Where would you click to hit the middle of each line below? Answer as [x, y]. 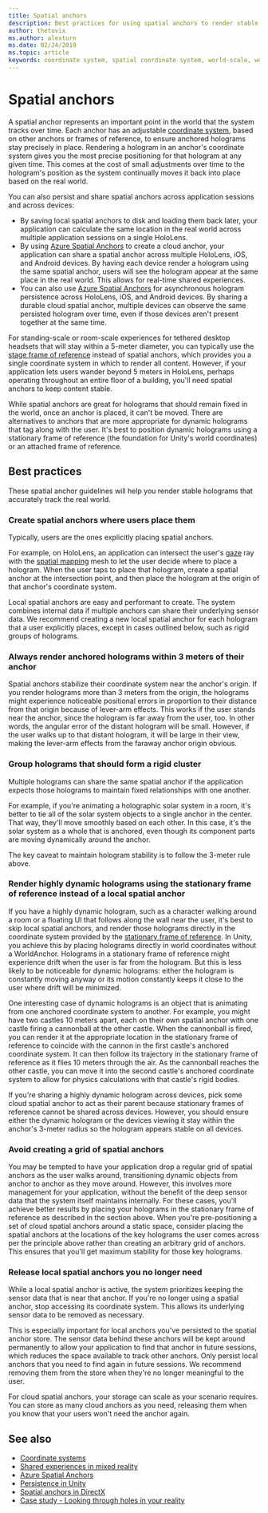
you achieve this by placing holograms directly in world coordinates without [132, 945]
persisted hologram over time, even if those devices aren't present [129, 314]
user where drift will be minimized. [65, 987]
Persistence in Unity [53, 1483]
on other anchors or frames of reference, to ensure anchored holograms [127, 138]
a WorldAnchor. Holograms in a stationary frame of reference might [119, 954]
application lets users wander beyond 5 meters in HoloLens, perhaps [121, 371]
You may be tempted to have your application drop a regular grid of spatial [130, 1167]
